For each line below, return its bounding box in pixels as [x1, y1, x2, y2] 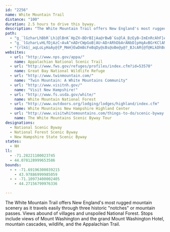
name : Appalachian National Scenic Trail [14, 59, 103, 64]
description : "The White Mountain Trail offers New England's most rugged [5, 26, 166, 31]
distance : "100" [5, 17, 39, 22]
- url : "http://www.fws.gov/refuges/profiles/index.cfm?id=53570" [10, 64, 153, 69]
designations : [5, 120, 35, 125]
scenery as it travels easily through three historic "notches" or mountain [5, 205, 155, 211]
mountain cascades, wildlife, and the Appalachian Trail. [5, 221, 120, 227]
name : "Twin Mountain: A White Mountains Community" [14, 78, 128, 83]
